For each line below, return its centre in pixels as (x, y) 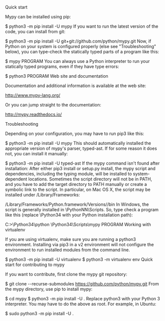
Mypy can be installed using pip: (38, 17)
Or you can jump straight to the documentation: (53, 105)
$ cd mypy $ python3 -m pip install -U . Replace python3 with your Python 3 (82, 298)
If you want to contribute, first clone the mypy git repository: (66, 274)
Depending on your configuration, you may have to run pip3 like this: (75, 134)
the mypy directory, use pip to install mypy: (49, 289)
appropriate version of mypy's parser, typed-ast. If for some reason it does (81, 148)
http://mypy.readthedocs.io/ (33, 114)
